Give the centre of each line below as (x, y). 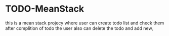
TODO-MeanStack (45, 9)
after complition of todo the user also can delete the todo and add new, (79, 28)
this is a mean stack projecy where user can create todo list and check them (85, 23)
